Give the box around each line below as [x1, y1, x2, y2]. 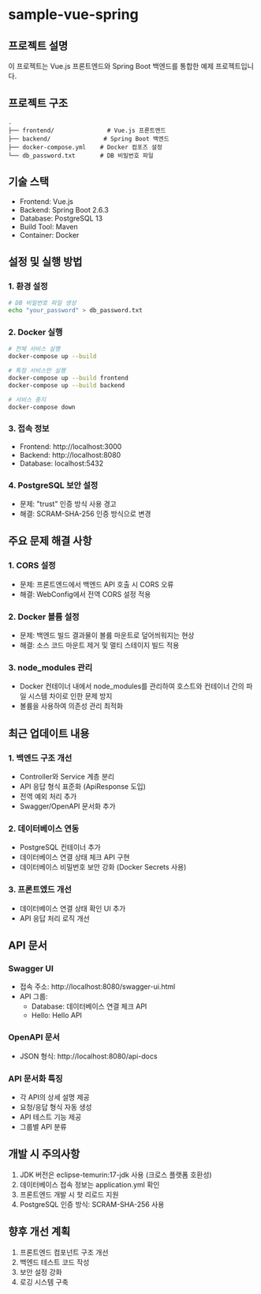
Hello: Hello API [31, 1010, 83, 1020]
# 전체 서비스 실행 [8, 345, 61, 353]
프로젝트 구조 [8, 96, 69, 110]
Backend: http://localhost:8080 [19, 450, 121, 459]
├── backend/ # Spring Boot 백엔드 [8, 134, 170, 143]
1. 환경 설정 [8, 281, 48, 292]
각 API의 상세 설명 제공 [19, 1092, 90, 1102]
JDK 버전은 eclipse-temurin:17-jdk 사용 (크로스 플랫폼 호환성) [19, 1170, 212, 1179]
